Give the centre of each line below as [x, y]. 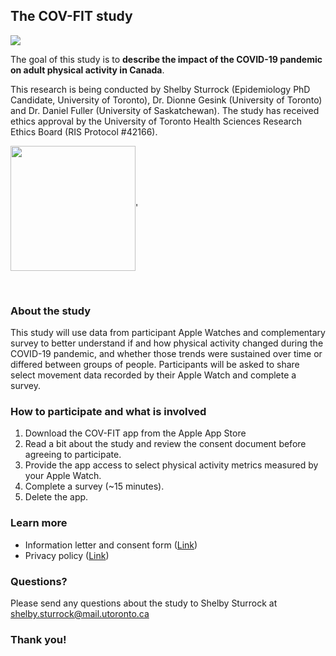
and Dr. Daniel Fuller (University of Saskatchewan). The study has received [165, 110]
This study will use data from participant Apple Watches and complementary [168, 333]
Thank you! [38, 639]
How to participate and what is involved [108, 412]
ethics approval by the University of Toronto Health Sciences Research [156, 121]
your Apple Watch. [63, 476]
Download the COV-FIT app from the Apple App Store [135, 433]
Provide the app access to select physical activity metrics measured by [171, 465]
